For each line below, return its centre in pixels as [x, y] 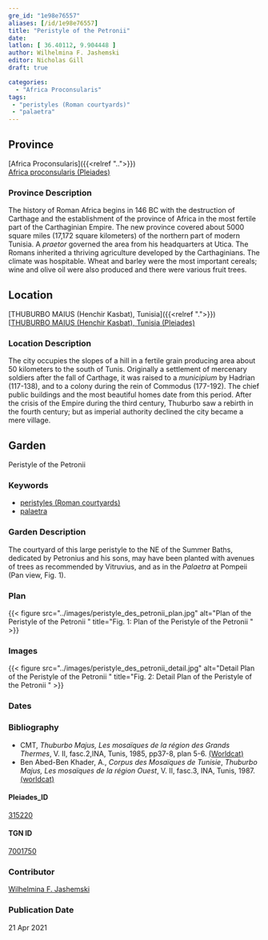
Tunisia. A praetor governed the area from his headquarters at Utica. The [128, 244]
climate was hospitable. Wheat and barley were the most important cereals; [133, 262]
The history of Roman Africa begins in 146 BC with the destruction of [122, 210]
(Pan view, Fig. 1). [37, 575]
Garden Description [47, 532]
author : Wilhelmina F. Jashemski [64, 53]
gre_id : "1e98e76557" [44, 16]
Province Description [50, 193]
